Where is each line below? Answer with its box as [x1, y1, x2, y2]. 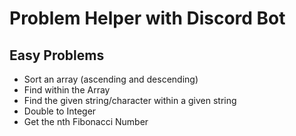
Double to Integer [23, 105, 97, 117]
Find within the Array [23, 84, 111, 96]
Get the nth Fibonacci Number [23, 116, 149, 127]
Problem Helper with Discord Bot [9, 7, 286, 30]
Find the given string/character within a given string [23, 95, 237, 106]
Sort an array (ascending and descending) [23, 73, 199, 85]
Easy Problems [9, 47, 105, 64]
